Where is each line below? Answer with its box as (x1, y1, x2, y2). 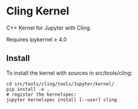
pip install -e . (6, 86, 50, 92)
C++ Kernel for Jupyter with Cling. (6, 24, 92, 31)
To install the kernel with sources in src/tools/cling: (6, 69, 133, 76)
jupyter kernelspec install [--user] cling (6, 96, 118, 103)
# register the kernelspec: (6, 92, 77, 98)
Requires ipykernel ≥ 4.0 (6, 36, 67, 43)
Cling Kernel (6, 4, 69, 18)
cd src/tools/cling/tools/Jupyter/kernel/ (6, 81, 114, 87)
